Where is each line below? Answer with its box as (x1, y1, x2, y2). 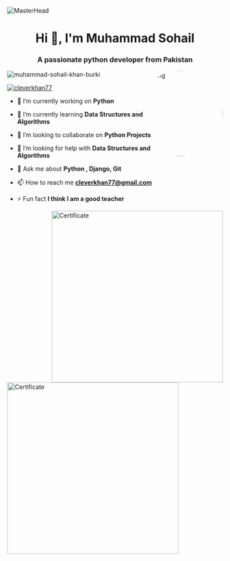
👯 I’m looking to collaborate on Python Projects (16, 131, 151, 139)
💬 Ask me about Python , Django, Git (16, 165, 122, 173)
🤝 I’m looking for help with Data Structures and (16, 144, 151, 152)
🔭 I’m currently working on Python (16, 97, 114, 106)
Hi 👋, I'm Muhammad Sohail (35, 31, 195, 46)
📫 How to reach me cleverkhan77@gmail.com (16, 178, 152, 187)
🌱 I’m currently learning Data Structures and (16, 110, 144, 119)
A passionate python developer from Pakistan (37, 55, 193, 64)
